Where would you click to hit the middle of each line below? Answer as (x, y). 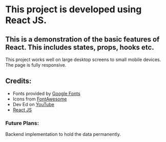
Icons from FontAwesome (40, 99)
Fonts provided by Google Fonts (46, 93)
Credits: (18, 81)
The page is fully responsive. (36, 65)
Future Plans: (22, 123)
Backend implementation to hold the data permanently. (63, 134)
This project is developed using (74, 9)
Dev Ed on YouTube (34, 104)
